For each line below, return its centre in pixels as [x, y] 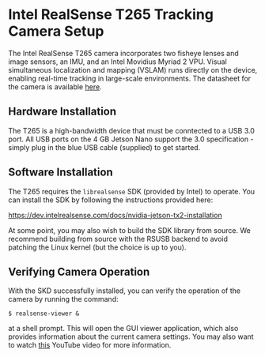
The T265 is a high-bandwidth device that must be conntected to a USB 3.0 [131, 130]
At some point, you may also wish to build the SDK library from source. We [129, 230]
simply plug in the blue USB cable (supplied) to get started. [104, 147]
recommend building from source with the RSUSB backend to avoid [118, 239]
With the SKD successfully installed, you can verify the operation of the [125, 291]
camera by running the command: [63, 299]
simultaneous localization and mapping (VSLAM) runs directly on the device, [133, 70]
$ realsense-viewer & [44, 314]
